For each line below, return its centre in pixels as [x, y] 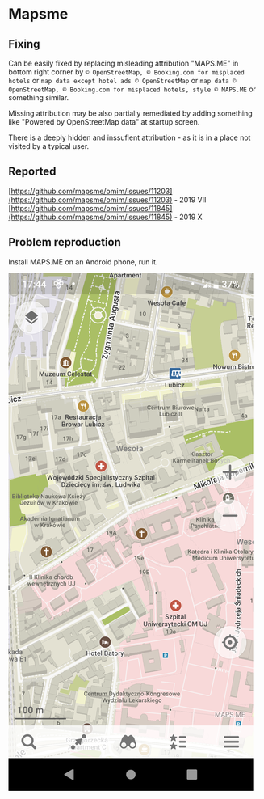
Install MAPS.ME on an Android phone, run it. [83, 262]
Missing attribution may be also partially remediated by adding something [130, 113]
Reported [32, 172]
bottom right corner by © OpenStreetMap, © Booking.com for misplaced [126, 72]
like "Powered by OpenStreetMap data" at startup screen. [104, 122]
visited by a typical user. [49, 146]
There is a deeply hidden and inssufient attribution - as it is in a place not [130, 137]
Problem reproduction [65, 242]
